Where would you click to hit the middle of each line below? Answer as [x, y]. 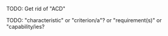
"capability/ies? [25, 27]
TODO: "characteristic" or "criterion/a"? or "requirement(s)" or [84, 20]
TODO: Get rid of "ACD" [36, 9]
